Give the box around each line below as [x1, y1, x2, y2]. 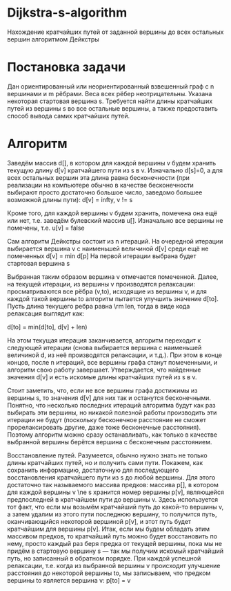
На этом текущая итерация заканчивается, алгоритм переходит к [7, 336, 201, 344]
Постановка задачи [7, 60, 126, 75]
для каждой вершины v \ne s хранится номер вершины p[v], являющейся [7, 488, 224, 496]
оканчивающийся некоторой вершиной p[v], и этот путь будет [7, 517, 192, 525]
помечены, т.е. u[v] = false [7, 224, 85, 232]
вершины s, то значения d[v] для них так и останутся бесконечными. [7, 393, 212, 402]
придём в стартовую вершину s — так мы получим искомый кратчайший [7, 547, 224, 555]
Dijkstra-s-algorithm [7, 5, 128, 21]
